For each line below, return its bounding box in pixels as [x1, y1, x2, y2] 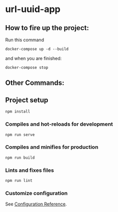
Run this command [5, 37, 44, 43]
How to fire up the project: [5, 24, 89, 32]
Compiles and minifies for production [5, 144, 98, 151]
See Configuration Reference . [5, 201, 67, 207]
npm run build [5, 155, 35, 160]
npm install [5, 109, 30, 114]
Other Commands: [5, 79, 65, 87]
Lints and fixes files [5, 167, 54, 174]
